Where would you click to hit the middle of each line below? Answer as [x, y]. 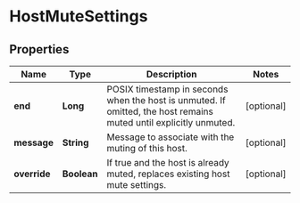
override [32, 174]
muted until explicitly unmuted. [171, 122]
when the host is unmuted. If [166, 100]
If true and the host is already [168, 162]
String [75, 142]
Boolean [80, 174]
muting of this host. [147, 148]
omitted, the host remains [160, 111]
